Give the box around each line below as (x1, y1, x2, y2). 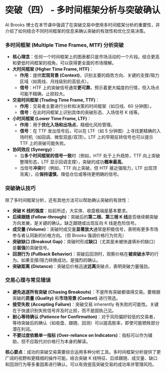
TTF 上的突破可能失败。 (19, 140, 68, 146)
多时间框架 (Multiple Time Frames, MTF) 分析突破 (5, 42, 124, 48)
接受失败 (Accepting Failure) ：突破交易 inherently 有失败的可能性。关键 (12, 301, 159, 307)
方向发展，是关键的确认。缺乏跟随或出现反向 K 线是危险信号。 (12, 220, 139, 226)
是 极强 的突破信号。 (12, 244, 52, 250)
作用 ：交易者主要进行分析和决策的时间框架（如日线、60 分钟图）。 (19, 103, 155, 109)
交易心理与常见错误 (5, 277, 51, 283)
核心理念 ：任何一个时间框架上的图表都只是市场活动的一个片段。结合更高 (12, 54, 160, 60)
